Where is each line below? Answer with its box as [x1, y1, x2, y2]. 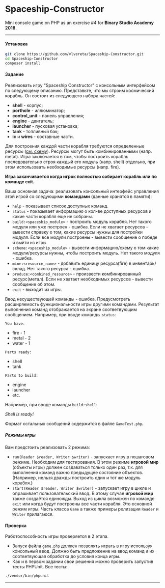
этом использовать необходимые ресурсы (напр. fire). [5, 164, 120, 170]
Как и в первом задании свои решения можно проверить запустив [12, 559, 154, 564]
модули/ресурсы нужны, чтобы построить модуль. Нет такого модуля [12, 250, 160, 256]
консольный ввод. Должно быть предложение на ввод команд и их [12, 548, 155, 554]
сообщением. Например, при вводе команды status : [5, 311, 116, 317]
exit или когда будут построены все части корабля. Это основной [12, 501, 152, 506]
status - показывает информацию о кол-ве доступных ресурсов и [12, 208, 152, 214]
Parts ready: [5, 350, 32, 355]
